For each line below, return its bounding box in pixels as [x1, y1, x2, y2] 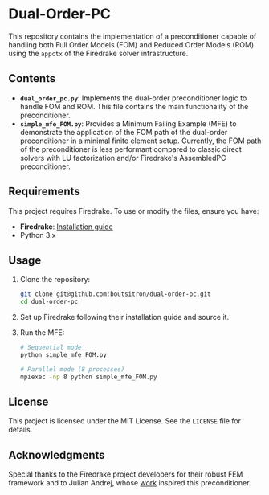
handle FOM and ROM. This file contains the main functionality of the [19, 101, 249, 111]
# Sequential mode [19, 343, 82, 352]
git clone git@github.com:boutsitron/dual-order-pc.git [19, 290, 211, 298]
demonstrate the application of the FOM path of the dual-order [19, 127, 228, 137]
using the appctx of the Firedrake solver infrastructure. [8, 48, 189, 58]
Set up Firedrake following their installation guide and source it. [19, 313, 230, 322]
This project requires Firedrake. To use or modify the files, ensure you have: [8, 206, 259, 215]
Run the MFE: [19, 328, 65, 337]
